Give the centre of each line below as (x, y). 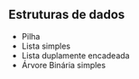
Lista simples (46, 46)
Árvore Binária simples (63, 65)
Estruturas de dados (67, 15)
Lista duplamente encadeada (75, 55)
